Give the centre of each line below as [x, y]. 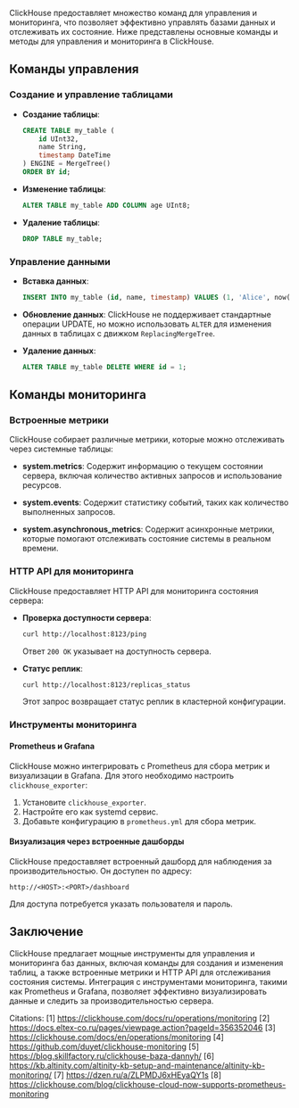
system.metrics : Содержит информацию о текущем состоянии [142, 467]
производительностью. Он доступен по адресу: [101, 871]
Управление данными [60, 261]
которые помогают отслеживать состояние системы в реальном [146, 539]
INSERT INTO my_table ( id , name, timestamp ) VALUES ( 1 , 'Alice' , [146, 297]
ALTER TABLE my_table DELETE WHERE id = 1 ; [104, 367]
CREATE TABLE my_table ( [68, 130]
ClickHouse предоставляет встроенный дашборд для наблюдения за [141, 861]
